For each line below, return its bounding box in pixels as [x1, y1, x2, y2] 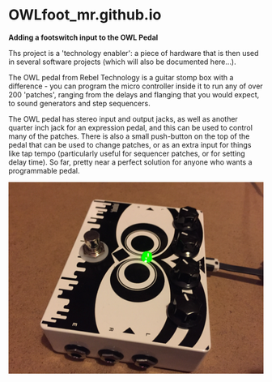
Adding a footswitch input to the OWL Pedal [8, 32, 159, 42]
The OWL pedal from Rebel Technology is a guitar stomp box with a [8, 72, 234, 82]
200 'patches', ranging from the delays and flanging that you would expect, [8, 89, 260, 99]
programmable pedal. [8, 165, 80, 175]
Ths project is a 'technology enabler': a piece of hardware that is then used [8, 48, 259, 58]
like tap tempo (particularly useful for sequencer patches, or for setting [8, 148, 245, 158]
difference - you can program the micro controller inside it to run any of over [8, 81, 263, 91]
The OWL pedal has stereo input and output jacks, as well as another [8, 114, 239, 123]
